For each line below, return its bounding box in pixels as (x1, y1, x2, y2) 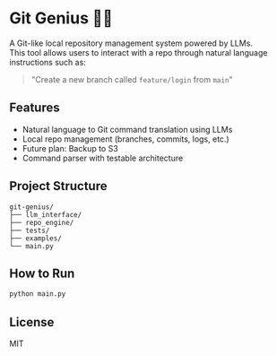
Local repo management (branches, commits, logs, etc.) (22, 134, 230, 144)
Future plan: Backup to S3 (22, 143, 118, 153)
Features (9, 100, 60, 116)
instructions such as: (9, 56, 87, 67)
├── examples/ (9, 233, 63, 243)
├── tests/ (9, 226, 50, 235)
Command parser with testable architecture (22, 152, 184, 163)
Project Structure (9, 178, 108, 194)
